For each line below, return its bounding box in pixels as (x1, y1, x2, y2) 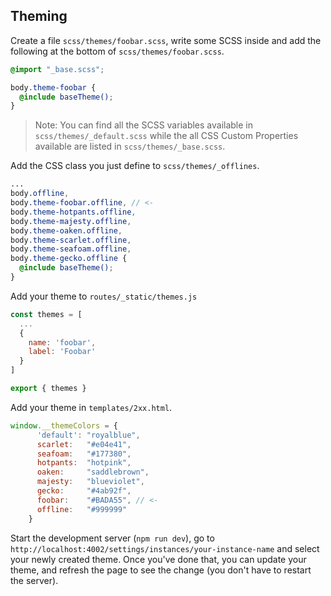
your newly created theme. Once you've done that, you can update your (10, 553, 307, 565)
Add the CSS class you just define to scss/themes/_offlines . (10, 160, 260, 172)
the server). (10, 574, 59, 586)
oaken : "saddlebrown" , (36, 467, 150, 478)
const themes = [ (10, 309, 83, 319)
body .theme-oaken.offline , (10, 225, 123, 236)
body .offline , (10, 189, 70, 199)
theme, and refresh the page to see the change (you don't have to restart (10, 564, 312, 576)
